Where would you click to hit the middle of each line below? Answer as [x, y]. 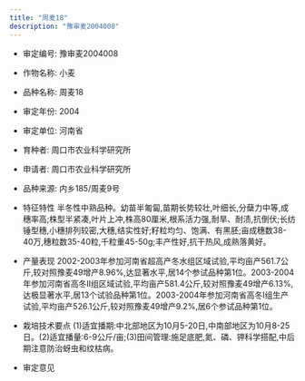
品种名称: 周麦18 [53, 92]
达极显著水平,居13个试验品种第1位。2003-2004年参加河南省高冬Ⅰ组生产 [155, 295]
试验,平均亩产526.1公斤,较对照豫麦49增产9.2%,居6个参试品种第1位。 [150, 306]
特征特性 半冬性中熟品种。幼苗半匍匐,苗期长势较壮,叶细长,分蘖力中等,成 [155, 207]
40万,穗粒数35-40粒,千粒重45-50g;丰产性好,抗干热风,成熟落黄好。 [147, 241]
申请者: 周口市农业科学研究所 [77, 169]
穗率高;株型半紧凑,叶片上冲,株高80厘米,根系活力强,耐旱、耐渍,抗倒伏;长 [155, 219]
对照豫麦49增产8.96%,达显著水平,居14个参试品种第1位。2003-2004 [167, 272]
